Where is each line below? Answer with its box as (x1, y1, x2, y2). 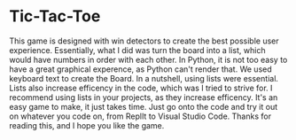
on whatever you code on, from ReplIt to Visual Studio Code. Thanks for (9, 111, 272, 121)
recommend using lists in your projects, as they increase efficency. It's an (9, 91, 278, 103)
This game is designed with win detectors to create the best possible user (9, 35, 279, 46)
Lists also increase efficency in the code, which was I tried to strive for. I (9, 82, 273, 93)
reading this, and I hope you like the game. (9, 120, 165, 130)
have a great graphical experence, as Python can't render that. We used (9, 64, 272, 74)
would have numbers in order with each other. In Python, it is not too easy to (9, 54, 288, 65)
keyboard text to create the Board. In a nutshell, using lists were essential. (9, 73, 279, 83)
